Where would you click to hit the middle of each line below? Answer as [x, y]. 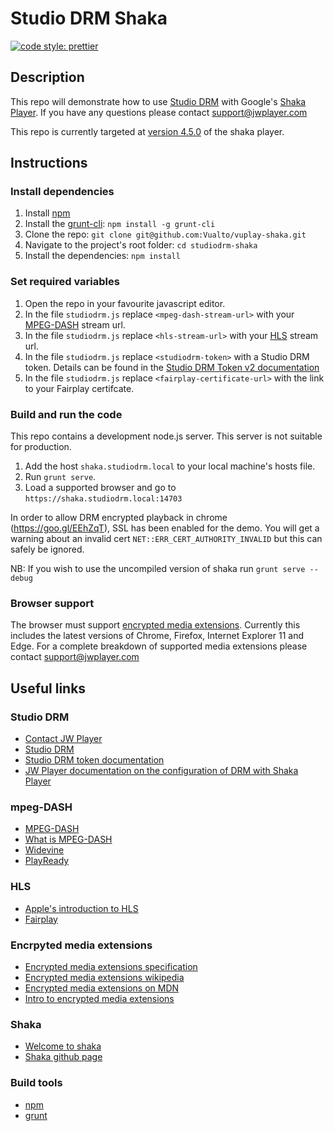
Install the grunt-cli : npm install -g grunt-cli [120, 224]
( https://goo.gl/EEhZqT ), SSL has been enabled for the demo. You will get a [165, 528]
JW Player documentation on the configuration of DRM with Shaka [161, 771]
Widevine [44, 850]
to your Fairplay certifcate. [79, 388]
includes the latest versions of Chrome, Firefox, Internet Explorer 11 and [157, 636]
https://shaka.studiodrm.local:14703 [103, 499]
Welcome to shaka [63, 1046]
